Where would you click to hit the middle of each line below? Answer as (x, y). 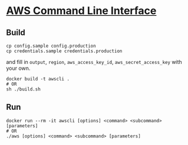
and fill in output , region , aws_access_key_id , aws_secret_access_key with (94, 62)
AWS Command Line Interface (81, 11)
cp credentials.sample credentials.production (64, 51)
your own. (18, 68)
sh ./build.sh (24, 89)
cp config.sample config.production (51, 46)
